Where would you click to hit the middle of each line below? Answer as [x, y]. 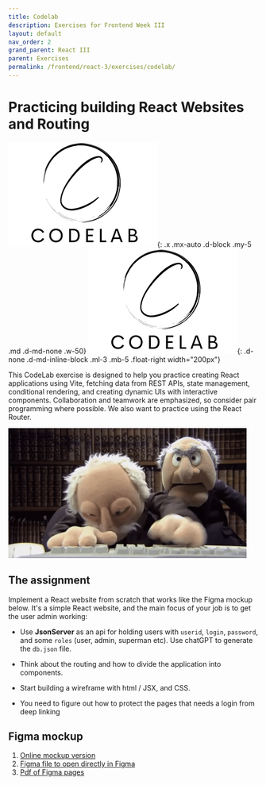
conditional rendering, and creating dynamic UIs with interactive [113, 391]
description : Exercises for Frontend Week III [87, 25]
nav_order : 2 [30, 42]
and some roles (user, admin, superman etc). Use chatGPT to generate [136, 640]
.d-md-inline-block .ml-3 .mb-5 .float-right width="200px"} [123, 359]
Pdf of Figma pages [52, 772]
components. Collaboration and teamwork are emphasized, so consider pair [132, 400]
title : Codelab [33, 17]
